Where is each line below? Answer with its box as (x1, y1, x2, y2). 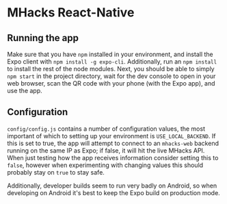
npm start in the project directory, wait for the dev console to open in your (7, 72, 216, 80)
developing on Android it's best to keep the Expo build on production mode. (7, 188, 220, 196)
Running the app (7, 32, 79, 44)
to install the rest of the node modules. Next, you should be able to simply (7, 65, 215, 73)
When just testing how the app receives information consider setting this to (7, 153, 219, 162)
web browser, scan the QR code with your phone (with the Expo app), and (7, 79, 215, 87)
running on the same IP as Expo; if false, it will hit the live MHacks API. (7, 146, 205, 155)
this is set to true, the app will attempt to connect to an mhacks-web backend (7, 139, 219, 147)
